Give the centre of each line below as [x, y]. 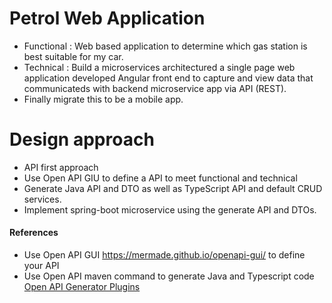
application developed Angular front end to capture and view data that [168, 78]
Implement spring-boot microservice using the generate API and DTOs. [170, 209]
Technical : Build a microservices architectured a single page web [159, 67]
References [34, 233]
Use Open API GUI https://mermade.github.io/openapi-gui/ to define [164, 255]
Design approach [82, 139]
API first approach [61, 167]
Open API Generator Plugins [82, 287]
